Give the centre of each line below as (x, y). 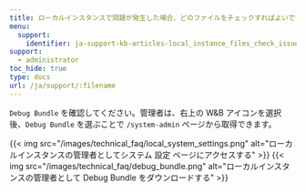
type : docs (30, 77)
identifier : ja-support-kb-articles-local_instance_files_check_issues (164, 43)
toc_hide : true (38, 69)
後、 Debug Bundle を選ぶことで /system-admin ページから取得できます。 (143, 124)
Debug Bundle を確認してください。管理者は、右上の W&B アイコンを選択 (146, 112)
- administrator (48, 60)
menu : (20, 26)
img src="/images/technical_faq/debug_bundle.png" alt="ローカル (134, 166)
